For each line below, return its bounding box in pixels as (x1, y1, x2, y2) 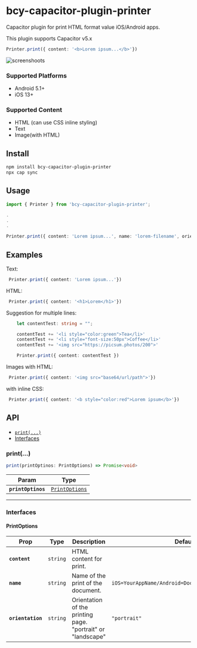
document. (72, 586, 101, 594)
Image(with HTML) (14, 131, 60, 139)
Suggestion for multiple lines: (6, 309, 77, 316)
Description (72, 537, 106, 545)
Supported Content (6, 106, 63, 114)
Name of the (72, 571, 106, 579)
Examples (6, 249, 43, 259)
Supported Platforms (6, 72, 67, 80)
